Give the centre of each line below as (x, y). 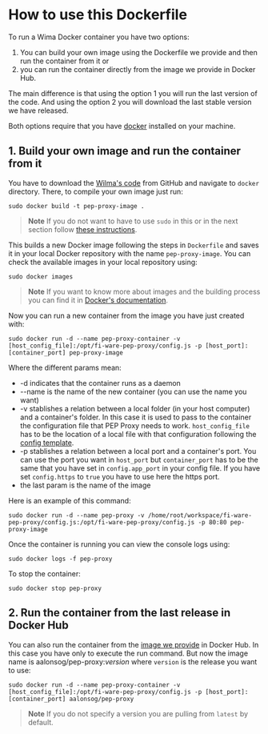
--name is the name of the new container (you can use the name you (133, 391)
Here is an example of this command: (70, 500)
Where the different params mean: (65, 367)
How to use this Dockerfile (98, 15)
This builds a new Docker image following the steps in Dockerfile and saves (134, 245)
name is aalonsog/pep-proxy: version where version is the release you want (133, 661)
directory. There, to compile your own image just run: (96, 191)
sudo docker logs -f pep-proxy (60, 559)
